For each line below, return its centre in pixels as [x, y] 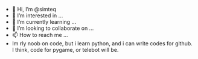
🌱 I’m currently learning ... [44, 22]
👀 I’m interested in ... [37, 15]
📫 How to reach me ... [40, 35]
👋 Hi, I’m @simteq [34, 9]
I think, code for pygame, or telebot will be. [65, 50]
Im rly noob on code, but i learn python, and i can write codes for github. [102, 44]
